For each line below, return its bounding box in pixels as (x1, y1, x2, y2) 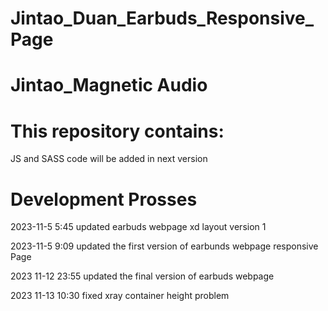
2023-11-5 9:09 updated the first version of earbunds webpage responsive (10, 240, 319, 252)
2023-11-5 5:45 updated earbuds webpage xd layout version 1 (10, 221, 267, 233)
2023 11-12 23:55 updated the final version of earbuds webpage (10, 270, 275, 282)
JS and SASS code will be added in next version (10, 153, 208, 165)
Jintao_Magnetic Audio (10, 74, 208, 97)
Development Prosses (10, 188, 198, 211)
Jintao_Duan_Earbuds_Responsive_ (10, 7, 315, 30)
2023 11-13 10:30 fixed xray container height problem (10, 290, 230, 302)
